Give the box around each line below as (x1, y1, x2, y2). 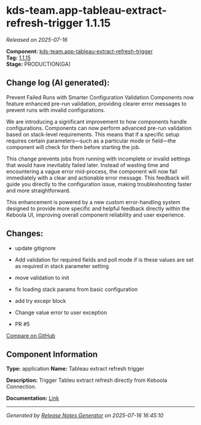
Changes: (6, 229, 44, 239)
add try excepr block (14, 297, 66, 304)
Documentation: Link (6, 394, 59, 402)
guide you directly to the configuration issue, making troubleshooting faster (6, 180, 192, 187)
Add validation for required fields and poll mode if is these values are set (14, 256, 194, 263)
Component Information (6, 349, 98, 359)
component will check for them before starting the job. (6, 143, 141, 150)
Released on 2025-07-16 (6, 36, 68, 43)
